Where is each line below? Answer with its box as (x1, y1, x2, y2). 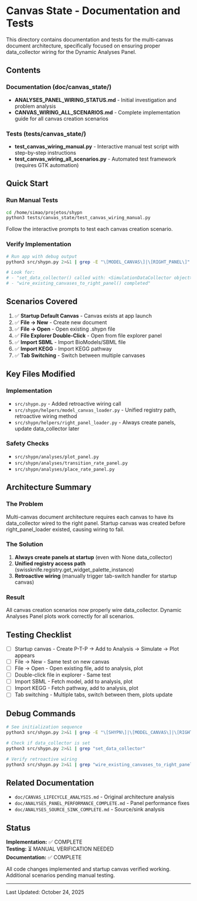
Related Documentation (6, 778, 94, 788)
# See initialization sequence (6, 724, 83, 730)
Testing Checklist (6, 630, 72, 640)
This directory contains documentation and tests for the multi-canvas (6, 36, 174, 43)
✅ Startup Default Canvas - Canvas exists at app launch (14, 312, 152, 319)
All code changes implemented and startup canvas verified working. (6, 866, 171, 873)
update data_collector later (14, 425, 80, 432)
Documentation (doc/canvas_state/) (6, 83, 112, 91)
